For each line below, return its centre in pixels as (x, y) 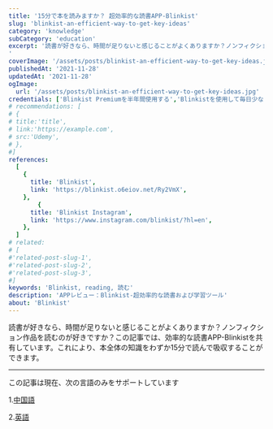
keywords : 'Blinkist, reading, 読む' (71, 288)
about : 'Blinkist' (39, 303)
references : (28, 159)
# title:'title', (38, 122)
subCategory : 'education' (52, 39)
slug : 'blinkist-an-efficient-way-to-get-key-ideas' (100, 24)
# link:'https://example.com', (61, 129)
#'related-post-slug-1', (50, 258)
